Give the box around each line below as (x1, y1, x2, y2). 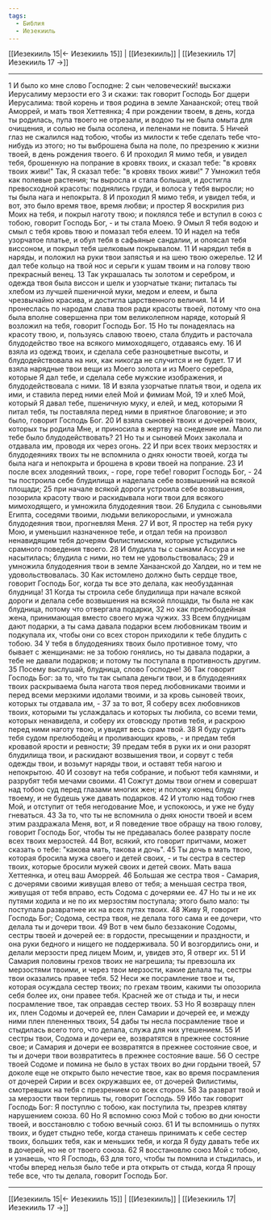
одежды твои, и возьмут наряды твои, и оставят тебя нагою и (8, 759, 222, 768)
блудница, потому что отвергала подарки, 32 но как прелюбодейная (8, 604, 247, 614)
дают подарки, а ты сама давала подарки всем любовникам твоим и (8, 621, 248, 631)
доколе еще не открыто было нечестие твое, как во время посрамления (8, 1068, 260, 1078)
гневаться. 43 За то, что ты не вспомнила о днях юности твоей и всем (8, 810, 252, 820)
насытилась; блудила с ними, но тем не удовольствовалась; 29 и (8, 553, 235, 562)
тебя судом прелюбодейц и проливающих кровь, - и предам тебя (8, 733, 236, 743)
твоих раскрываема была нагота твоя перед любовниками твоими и (8, 682, 246, 692)
